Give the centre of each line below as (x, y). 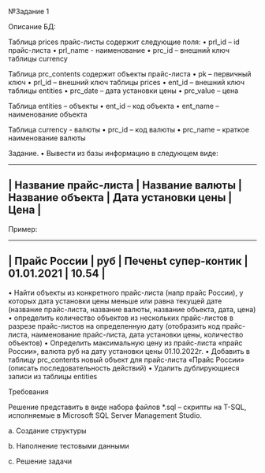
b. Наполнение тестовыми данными (69, 445)
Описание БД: (32, 26)
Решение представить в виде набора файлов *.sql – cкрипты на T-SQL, (127, 407)
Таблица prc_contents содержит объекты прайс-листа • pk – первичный (130, 74)
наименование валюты (47, 138)
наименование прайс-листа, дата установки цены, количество (137, 334)
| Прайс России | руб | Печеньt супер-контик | (128, 261)
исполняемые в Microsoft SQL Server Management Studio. (105, 415)
